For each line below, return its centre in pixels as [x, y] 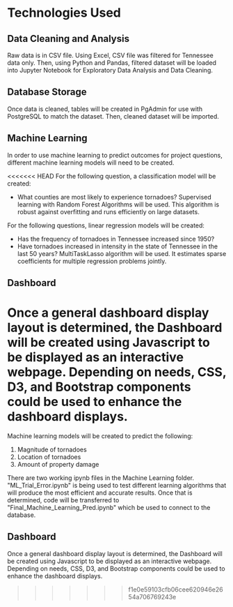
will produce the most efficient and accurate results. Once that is [100, 493]
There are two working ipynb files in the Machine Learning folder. [101, 478]
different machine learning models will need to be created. [91, 163]
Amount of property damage [58, 464]
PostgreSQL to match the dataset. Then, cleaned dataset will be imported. [113, 116]
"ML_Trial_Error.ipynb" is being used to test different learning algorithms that [117, 485]
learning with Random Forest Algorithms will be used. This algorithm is [118, 204]
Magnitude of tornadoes [52, 449]
